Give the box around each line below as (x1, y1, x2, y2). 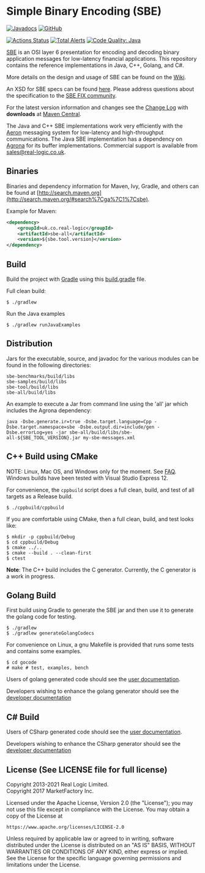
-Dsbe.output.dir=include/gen (77, 424, 155, 430)
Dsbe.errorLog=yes (6, 429, 53, 436)
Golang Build (6, 590, 56, 600)
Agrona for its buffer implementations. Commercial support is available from (6, 141, 198, 149)
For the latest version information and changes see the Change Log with (6, 103, 188, 111)
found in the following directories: (6, 361, 91, 369)
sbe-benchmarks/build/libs (6, 373, 75, 379)
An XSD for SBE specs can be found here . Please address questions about (6, 85, 195, 93)
